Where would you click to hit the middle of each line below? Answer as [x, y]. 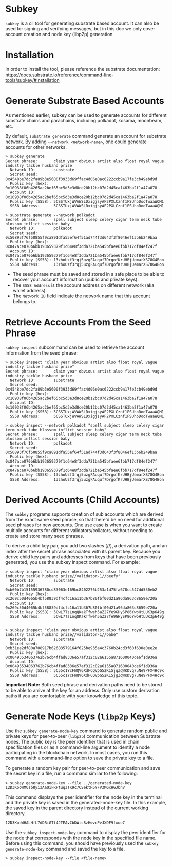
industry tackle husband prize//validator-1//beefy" [63, 576]
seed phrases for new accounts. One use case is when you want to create [84, 525]
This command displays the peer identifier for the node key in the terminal [83, 797]
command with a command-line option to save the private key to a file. [80, 758]
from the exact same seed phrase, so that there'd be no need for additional [85, 519]
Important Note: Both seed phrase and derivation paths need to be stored [84, 684]
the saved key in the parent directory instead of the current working [77, 808]
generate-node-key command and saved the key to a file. [65, 849]
